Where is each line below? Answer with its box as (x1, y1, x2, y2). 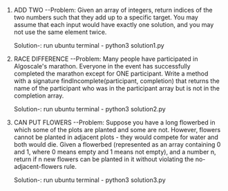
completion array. (13, 91, 64, 100)
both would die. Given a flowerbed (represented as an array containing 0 (13, 140, 221, 148)
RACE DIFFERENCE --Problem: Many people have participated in (13, 55, 198, 63)
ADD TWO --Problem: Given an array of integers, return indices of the (13, 6, 213, 14)
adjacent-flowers (13, 163, 63, 170)
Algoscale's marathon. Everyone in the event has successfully (13, 62, 191, 70)
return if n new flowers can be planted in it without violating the (13, 155, 194, 163)
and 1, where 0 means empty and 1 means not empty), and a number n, (13, 148, 216, 156)
